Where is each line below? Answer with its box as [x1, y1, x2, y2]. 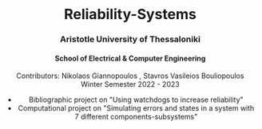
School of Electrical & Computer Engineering [54, 53, 206, 63]
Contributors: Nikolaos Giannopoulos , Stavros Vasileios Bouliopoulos [16, 71, 244, 80]
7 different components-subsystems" [74, 112, 198, 122]
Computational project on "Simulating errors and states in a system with [18, 104, 255, 113]
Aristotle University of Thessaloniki [59, 33, 201, 45]
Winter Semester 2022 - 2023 [81, 80, 180, 89]
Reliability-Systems [63, 6, 197, 24]
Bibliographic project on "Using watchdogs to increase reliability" [29, 95, 244, 104]
